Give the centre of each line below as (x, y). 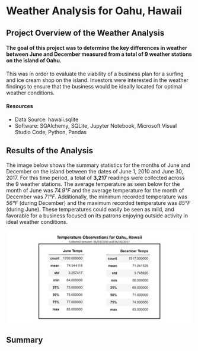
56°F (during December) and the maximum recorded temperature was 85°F (98, 203)
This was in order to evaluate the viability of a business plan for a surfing (95, 74)
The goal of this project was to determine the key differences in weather (97, 48)
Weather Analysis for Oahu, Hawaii (94, 11)
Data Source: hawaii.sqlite (47, 119)
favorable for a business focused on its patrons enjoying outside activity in (97, 216)
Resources (20, 106)
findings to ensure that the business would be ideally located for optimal (94, 86)
